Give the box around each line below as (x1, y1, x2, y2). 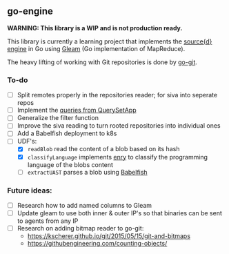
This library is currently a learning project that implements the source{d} (7, 37, 212, 46)
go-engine (7, 6, 54, 17)
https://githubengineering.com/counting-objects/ (27, 240, 168, 248)
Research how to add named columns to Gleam (17, 201, 152, 209)
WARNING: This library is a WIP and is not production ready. (7, 23, 183, 32)
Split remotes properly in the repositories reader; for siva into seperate (17, 91, 218, 99)
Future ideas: (7, 186, 53, 195)
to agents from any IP (17, 217, 79, 225)
